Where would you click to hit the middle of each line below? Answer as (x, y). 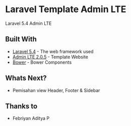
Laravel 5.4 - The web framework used (53, 51)
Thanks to (21, 106)
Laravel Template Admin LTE (66, 9)
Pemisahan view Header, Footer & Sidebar (56, 90)
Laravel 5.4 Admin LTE (28, 23)
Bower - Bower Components (42, 62)
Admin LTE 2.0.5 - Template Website (50, 57)
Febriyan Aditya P (31, 118)
